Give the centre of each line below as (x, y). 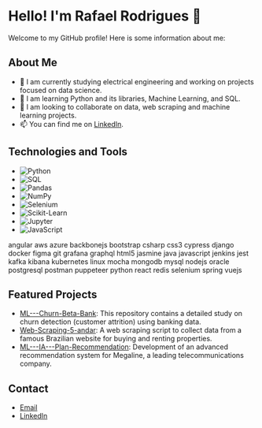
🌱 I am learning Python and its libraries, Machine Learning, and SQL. (130, 99)
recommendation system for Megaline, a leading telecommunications (131, 355)
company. (36, 364)
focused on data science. (61, 90)
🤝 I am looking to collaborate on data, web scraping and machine (125, 106)
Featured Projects (53, 294)
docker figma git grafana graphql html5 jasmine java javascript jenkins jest (129, 253)
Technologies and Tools (68, 152)
